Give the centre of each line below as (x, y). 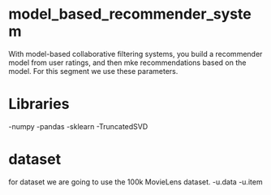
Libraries (39, 104)
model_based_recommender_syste (130, 14)
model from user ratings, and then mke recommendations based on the (127, 63)
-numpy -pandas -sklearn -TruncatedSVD (78, 126)
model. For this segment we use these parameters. (93, 71)
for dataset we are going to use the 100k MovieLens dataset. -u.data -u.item (135, 182)
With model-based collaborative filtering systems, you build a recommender (135, 54)
